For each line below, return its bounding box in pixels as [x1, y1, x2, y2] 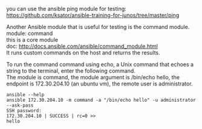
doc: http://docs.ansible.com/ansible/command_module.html [6, 42, 158, 50]
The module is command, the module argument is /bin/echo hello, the [6, 74, 180, 81]
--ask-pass [6, 102, 34, 108]
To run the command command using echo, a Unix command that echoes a [6, 61, 194, 68]
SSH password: [6, 108, 42, 114]
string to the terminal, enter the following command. [6, 67, 136, 74]
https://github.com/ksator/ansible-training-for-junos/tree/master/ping [6, 12, 180, 19]
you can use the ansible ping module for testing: [6, 5, 127, 12]
